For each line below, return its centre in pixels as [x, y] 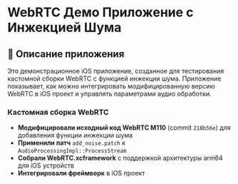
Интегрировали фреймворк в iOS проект [81, 173]
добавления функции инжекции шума [75, 136]
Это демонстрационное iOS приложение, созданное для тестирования [116, 71]
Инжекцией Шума [64, 27]
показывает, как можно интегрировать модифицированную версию [111, 86]
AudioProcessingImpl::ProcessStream [72, 151]
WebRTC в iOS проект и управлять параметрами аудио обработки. [109, 94]
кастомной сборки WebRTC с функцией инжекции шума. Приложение [114, 78]
